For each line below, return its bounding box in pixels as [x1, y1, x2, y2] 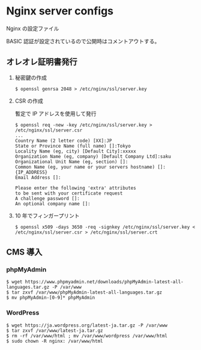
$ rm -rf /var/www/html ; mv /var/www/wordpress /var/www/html [6, 333, 168, 339]
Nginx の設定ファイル [6, 25, 59, 32]
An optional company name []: [14, 201, 91, 207]
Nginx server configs [6, 4, 114, 18]
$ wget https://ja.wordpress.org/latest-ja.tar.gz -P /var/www [6, 322, 168, 328]
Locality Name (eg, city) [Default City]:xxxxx [14, 148, 136, 154]
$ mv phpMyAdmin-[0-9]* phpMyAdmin [6, 295, 95, 301]
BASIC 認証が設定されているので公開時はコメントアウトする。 [6, 37, 160, 44]
